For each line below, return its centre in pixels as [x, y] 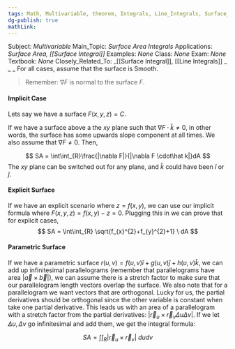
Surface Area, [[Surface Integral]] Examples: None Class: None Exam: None [117, 54]
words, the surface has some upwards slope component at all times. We [112, 135]
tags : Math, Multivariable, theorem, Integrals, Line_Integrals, [105, 14]
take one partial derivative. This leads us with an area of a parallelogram [112, 307]
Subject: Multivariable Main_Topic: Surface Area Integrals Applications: [110, 47]
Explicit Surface [31, 190]
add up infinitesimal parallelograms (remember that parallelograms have [111, 270]
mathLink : [22, 27]
